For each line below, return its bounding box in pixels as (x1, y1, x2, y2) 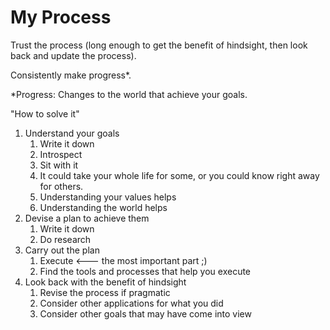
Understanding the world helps (39, 201, 168, 213)
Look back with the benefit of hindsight (24, 276, 187, 288)
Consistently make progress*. (10, 69, 132, 81)
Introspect (39, 148, 83, 160)
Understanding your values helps (39, 191, 177, 203)
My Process (10, 6, 112, 29)
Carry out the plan (24, 244, 100, 256)
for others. (39, 180, 84, 192)
